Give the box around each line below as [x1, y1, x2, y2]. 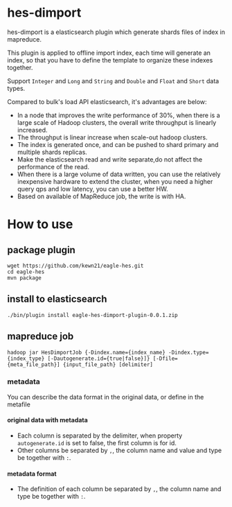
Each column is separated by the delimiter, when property [17, 431, 183, 440]
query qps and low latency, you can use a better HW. [17, 184, 168, 193]
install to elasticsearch [7, 293, 107, 305]
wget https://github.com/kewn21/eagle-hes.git [7, 262, 144, 269]
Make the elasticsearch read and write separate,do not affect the [17, 155, 203, 164]
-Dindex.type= [168, 349, 209, 356]
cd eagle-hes [7, 268, 45, 275]
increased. [17, 126, 48, 134]
